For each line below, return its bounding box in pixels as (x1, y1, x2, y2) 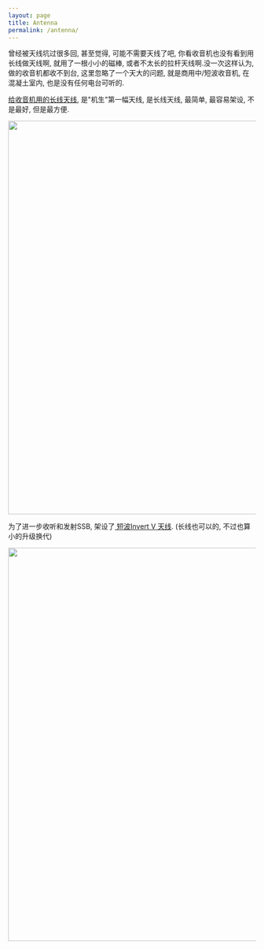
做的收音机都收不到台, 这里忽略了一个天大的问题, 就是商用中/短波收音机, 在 (8, 68, 250, 78)
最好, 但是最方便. (14, 105, 70, 114)
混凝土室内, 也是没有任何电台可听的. (8, 78, 125, 87)
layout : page (8, 11, 51, 20)
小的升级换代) (8, 532, 53, 541)
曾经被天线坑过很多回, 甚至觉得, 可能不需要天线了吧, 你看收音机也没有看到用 (8, 49, 254, 58)
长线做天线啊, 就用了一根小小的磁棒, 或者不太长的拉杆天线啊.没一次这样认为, (8, 58, 255, 68)
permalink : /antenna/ (8, 26, 79, 34)
